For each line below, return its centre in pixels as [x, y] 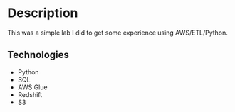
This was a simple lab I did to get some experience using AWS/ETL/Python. [117, 33]
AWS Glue [32, 87]
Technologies [38, 55]
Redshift [30, 94]
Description [43, 13]
